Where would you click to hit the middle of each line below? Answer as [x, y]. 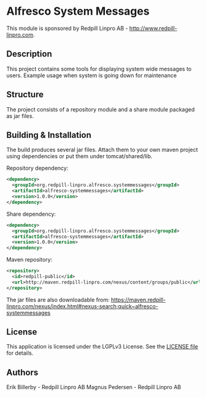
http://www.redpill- [153, 28]
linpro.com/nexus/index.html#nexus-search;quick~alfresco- [82, 306]
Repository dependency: [37, 168]
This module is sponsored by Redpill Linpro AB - [67, 28]
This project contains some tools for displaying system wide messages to [99, 69]
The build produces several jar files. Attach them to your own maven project [102, 150]
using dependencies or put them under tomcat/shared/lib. [79, 156]
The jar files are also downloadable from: [58, 300]
